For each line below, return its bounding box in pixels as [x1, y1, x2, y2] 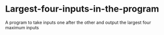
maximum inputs [5, 24, 39, 30]
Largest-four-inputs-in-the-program [5, 3, 160, 15]
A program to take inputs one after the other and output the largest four [5, 19, 152, 25]
